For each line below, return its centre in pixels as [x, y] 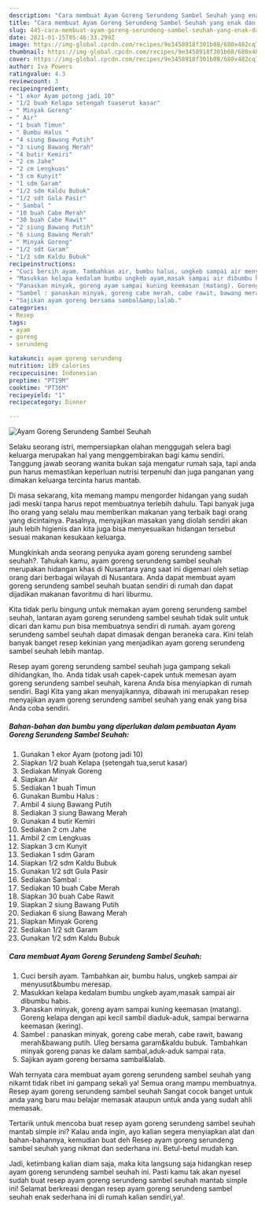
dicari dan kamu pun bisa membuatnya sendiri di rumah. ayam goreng [122, 627]
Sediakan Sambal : [50, 880]
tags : [18, 322]
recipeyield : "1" [37, 395]
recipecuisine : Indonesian [53, 373]
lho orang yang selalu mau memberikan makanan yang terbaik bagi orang [128, 513]
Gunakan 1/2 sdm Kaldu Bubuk [70, 938]
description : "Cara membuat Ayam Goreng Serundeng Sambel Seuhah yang [127, 15]
